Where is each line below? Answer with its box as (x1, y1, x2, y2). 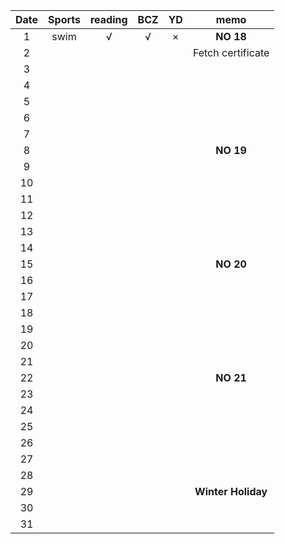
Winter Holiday (194, 485, 268, 498)
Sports (48, 13, 81, 26)
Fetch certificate (192, 46, 270, 59)
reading (89, 13, 128, 26)
